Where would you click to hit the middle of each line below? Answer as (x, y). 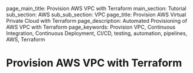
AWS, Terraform (26, 39)
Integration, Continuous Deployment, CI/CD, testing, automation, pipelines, (97, 33)
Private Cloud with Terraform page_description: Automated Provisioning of (97, 21)
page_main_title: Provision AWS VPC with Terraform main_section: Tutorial (97, 8)
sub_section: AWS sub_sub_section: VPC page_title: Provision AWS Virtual (96, 15)
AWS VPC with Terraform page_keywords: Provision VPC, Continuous (91, 27)
